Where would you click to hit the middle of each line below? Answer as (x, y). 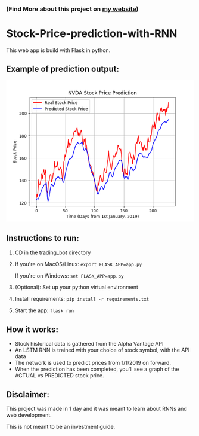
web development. (29, 415)
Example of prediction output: (63, 69)
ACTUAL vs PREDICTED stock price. (59, 376)
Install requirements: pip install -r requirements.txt (82, 299)
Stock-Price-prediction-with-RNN (92, 34)
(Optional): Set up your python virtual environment (77, 287)
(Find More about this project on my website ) (72, 9)
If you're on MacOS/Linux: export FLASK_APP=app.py (78, 264)
